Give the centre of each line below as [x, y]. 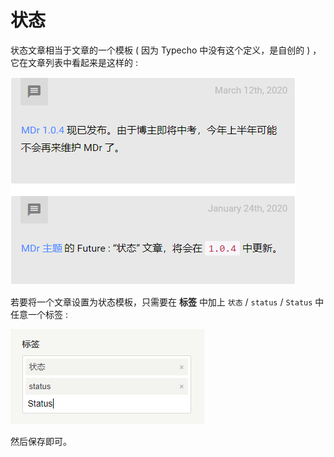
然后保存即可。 [41, 441]
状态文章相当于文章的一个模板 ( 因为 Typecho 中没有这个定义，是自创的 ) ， [166, 50]
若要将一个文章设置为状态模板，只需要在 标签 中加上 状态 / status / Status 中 [167, 302]
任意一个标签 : [39, 314]
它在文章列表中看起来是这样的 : [74, 62]
